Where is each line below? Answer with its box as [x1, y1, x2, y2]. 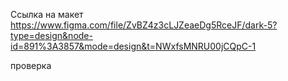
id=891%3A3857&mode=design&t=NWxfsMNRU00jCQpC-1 [10, 40, 257, 52]
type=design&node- [10, 30, 93, 41]
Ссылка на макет [10, 9, 84, 20]
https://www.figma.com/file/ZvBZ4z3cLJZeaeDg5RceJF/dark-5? [10, 19, 278, 31]
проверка [10, 60, 52, 71]
